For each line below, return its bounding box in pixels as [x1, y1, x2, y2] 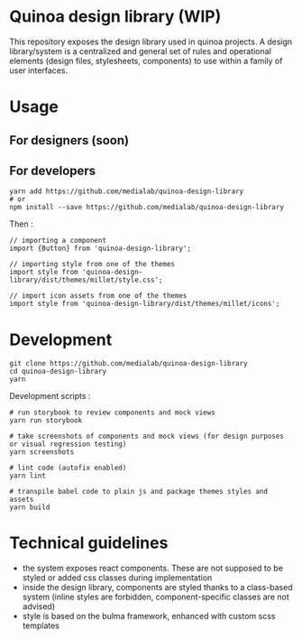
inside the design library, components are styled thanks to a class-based [22, 582, 293, 593]
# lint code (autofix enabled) [9, 463, 127, 473]
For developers [9, 162, 96, 178]
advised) [22, 601, 56, 612]
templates [22, 620, 60, 631]
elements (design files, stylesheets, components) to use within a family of [9, 55, 283, 66]
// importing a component [9, 237, 106, 246]
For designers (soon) [9, 133, 129, 148]
